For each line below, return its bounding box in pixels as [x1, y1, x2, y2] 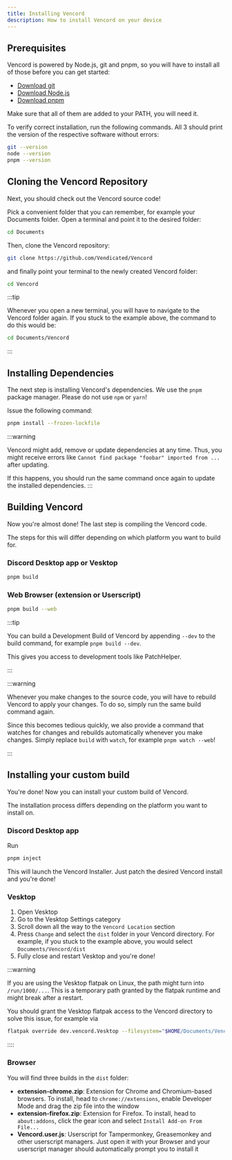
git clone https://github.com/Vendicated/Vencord [7, 254, 153, 261]
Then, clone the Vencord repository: [7, 241, 110, 250]
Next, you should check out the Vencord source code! [7, 194, 161, 202]
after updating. [7, 460, 50, 469]
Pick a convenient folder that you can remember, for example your [7, 207, 195, 216]
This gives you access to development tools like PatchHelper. [7, 652, 182, 661]
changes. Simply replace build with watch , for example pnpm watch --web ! [7, 736, 215, 744]
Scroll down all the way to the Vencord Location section [17, 923, 175, 931]
